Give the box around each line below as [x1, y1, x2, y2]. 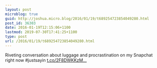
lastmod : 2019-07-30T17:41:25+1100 [5, 30, 78, 34]
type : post [5, 34, 27, 39]
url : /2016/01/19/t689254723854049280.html [5, 39, 95, 44]
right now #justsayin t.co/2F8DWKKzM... [5, 57, 87, 63]
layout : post [5, 7, 32, 12]
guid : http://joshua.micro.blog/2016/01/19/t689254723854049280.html [5, 16, 150, 21]
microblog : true [5, 12, 38, 17]
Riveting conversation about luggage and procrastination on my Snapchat [5, 52, 153, 58]
